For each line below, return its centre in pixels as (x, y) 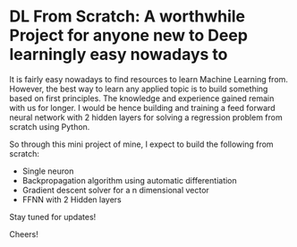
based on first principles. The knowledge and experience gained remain (142, 98)
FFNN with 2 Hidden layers (72, 200)
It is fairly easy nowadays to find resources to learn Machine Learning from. (149, 79)
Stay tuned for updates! (53, 217)
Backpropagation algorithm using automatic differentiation (129, 180)
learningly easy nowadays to (119, 55)
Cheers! (24, 234)
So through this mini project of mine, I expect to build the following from (142, 144)
